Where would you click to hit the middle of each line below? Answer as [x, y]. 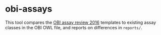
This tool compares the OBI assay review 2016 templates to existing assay [80, 22]
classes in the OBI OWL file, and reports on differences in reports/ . [74, 27]
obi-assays [29, 9]
